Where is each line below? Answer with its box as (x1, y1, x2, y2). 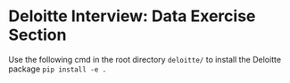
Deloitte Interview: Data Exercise (8, 6, 256, 26)
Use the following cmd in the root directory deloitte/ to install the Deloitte (8, 54, 282, 64)
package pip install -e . (8, 64, 107, 74)
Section (8, 25, 67, 45)
